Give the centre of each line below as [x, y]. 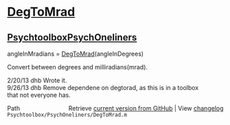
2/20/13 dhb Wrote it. [37, 80]
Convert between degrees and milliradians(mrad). [78, 67]
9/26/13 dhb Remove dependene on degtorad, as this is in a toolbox [103, 88]
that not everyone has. [39, 95]
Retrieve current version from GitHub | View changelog [146, 108]
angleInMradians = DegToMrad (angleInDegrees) [76, 54]
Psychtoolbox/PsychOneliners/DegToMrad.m [67, 115]
